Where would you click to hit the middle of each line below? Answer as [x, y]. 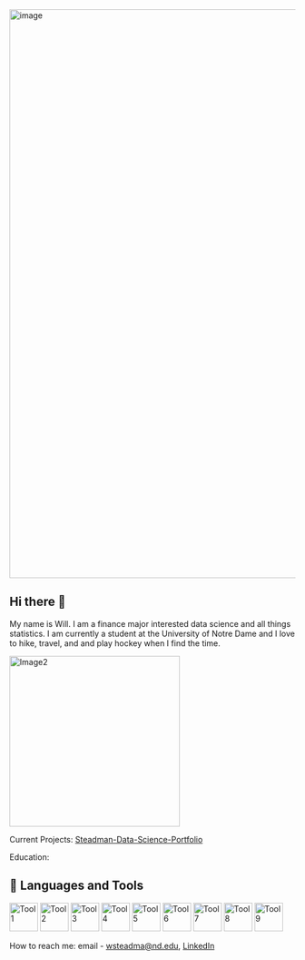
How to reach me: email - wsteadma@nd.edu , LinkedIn [112, 945]
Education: [30, 857]
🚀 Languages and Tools [77, 886]
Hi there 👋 [38, 602]
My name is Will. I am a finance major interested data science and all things [150, 623]
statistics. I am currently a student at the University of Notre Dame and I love [152, 633]
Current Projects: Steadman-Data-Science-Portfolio [106, 839]
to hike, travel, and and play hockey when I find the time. [115, 643]
